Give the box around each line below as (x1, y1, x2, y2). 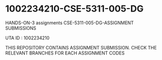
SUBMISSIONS (5, 25, 37, 31)
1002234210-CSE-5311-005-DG (5, 3, 144, 15)
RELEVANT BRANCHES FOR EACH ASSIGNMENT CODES (5, 50, 125, 56)
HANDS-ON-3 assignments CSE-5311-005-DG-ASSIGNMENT (5, 20, 134, 26)
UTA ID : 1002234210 (5, 35, 50, 41)
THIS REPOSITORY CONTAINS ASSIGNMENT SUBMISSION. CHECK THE (5, 44, 157, 50)
